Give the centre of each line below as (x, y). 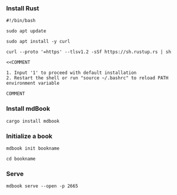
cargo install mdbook (33, 121)
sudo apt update (26, 31)
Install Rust (23, 8)
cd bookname (21, 159)
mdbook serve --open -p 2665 (42, 186)
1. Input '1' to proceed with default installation (71, 73)
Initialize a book (29, 136)
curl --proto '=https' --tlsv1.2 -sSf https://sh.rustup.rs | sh (88, 52)
